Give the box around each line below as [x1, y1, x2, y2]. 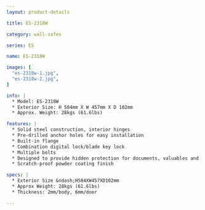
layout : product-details [6, 9, 70, 15]
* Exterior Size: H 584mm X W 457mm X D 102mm [12, 104, 133, 111]
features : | [6, 121, 37, 127]
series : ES [6, 42, 34, 49]
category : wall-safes [6, 31, 62, 37]
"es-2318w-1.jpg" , [12, 70, 60, 77]
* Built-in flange [12, 138, 60, 144]
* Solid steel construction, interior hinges [12, 126, 131, 133]
